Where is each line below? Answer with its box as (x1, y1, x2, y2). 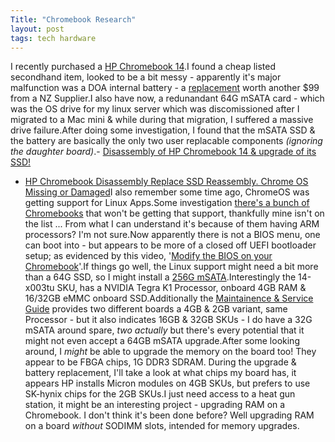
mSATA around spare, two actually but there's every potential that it (24, 324, 305, 336)
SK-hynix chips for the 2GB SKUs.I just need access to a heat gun (24, 388, 296, 400)
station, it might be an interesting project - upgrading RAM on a (24, 399, 286, 411)
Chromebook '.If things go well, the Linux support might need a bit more (24, 261, 319, 273)
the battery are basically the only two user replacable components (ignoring (10, 135, 323, 147)
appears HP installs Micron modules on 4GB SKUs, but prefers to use (24, 377, 311, 390)
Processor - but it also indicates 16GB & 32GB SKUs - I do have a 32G (24, 314, 313, 326)
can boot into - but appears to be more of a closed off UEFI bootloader (24, 239, 317, 251)
